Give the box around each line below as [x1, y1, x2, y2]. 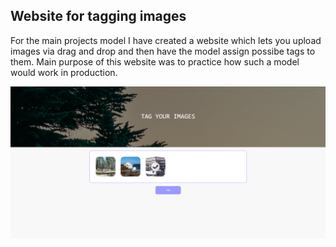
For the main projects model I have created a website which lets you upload [10, 34, 322, 46]
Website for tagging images [10, 8, 187, 25]
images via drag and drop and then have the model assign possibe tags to [10, 45, 316, 57]
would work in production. [10, 66, 118, 78]
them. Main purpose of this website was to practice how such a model [10, 55, 300, 68]
